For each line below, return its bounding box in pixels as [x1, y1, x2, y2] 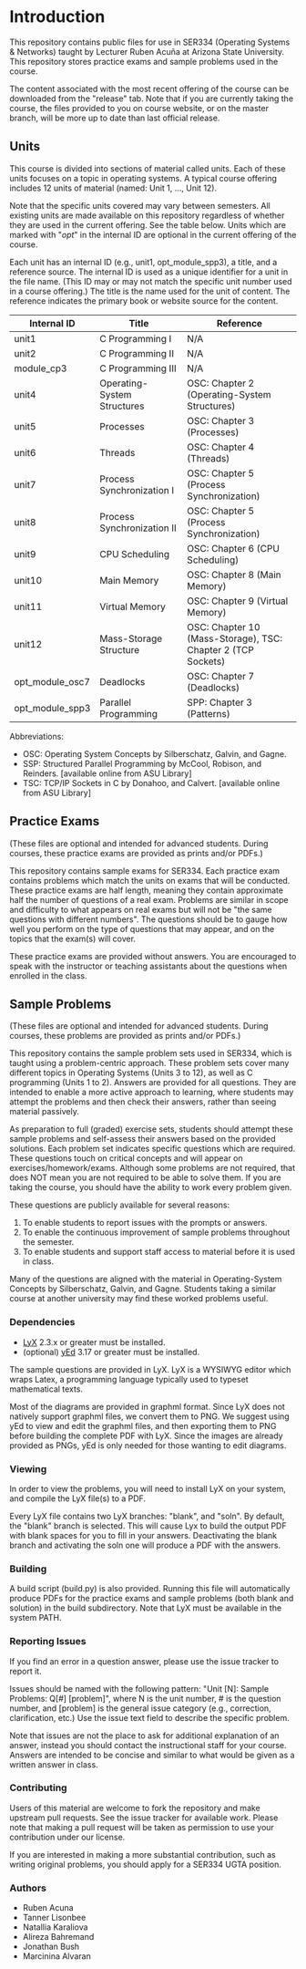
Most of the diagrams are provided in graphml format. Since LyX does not [9, 1401, 285, 1412]
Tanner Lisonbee [22, 1912, 87, 1923]
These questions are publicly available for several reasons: [9, 1199, 230, 1210]
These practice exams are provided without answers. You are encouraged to [9, 950, 297, 961]
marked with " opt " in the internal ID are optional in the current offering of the [9, 229, 297, 240]
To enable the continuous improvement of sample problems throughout [22, 1227, 291, 1238]
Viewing [9, 1462, 47, 1475]
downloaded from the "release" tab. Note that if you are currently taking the [9, 93, 294, 104]
